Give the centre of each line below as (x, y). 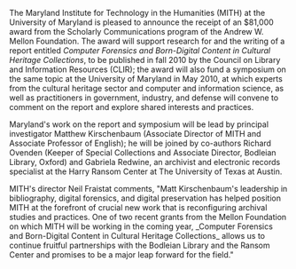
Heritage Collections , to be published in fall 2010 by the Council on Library (145, 60)
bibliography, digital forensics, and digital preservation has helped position (145, 198)
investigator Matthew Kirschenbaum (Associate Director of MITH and (135, 134)
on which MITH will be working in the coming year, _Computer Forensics (141, 226)
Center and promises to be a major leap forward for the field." (121, 255)
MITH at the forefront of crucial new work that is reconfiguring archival (138, 207)
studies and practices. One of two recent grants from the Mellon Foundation (148, 217)
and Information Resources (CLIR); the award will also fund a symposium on (148, 69)
